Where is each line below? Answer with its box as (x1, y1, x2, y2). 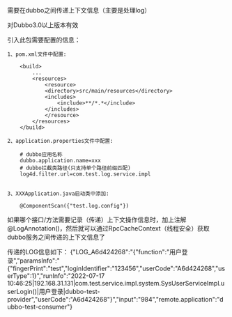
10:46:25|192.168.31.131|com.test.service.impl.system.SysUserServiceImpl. (7, 279, 222, 287)
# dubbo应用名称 (20, 151, 63, 158)
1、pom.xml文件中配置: (7, 51, 67, 58)
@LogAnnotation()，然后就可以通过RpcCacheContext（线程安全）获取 (7, 224, 210, 232)
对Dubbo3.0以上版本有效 (7, 21, 79, 29)
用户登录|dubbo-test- (38, 288, 100, 295)
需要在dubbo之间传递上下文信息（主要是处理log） (7, 6, 151, 14)
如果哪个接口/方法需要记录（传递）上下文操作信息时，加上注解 (7, 215, 187, 224)
